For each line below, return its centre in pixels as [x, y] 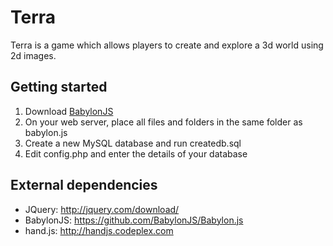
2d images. [33, 55]
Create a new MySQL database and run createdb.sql [133, 143]
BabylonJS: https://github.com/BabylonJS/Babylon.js [134, 220]
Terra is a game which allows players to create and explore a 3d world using [167, 45]
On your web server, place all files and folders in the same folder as [163, 122]
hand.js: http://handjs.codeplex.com [99, 230]
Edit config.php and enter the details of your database [136, 153]
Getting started [59, 87]
